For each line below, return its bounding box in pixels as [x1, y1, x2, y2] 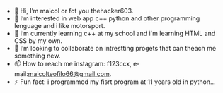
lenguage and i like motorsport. [13, 22, 105, 30]
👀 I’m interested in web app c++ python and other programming [13, 14, 200, 23]
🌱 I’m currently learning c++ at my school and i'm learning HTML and [13, 29, 216, 37]
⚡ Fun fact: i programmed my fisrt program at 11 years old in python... [13, 77, 216, 86]
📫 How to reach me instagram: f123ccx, [13, 60, 132, 68]
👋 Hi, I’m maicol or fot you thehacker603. [13, 7, 134, 15]
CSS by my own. [13, 37, 62, 45]
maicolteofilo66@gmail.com [28, 70, 110, 77]
